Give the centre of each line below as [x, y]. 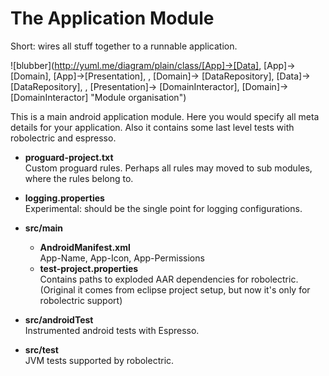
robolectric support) [81, 300]
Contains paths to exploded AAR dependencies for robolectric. [169, 279]
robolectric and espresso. [63, 138]
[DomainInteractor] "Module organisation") [98, 97]
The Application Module [112, 18]
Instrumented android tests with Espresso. [112, 330]
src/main [44, 228]
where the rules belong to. [79, 178]
